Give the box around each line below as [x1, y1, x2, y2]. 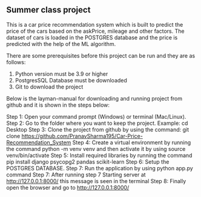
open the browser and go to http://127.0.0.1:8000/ [6, 184, 130, 191]
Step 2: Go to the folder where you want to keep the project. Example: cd [6, 119, 188, 127]
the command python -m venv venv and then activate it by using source [6, 145, 186, 152]
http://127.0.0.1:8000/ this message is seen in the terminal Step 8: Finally [6, 177, 186, 184]
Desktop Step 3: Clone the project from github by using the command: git [6, 125, 189, 133]
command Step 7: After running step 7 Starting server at [6, 171, 147, 178]
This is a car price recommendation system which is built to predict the [6, 21, 183, 28]
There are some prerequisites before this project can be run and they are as [6, 52, 196, 59]
